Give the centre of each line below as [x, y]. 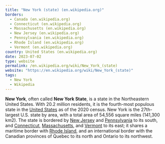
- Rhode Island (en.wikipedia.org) [47, 43]
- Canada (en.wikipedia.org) [40, 19]
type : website [20, 61]
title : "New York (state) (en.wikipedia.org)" [55, 10]
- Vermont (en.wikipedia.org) [41, 47]
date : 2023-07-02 [23, 56]
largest [13, 115]
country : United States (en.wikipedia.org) [51, 52]
